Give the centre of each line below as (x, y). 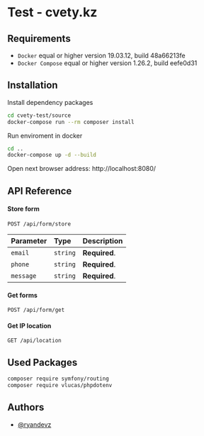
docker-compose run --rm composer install (71, 122)
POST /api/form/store (39, 224)
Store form (24, 209)
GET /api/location (34, 341)
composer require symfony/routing (58, 379)
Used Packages (42, 362)
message (24, 276)
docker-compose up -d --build (52, 155)
